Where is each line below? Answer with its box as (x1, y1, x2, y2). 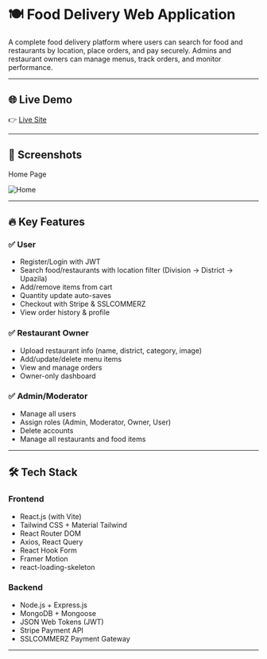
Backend (8, 582, 44, 593)
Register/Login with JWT (19, 257, 101, 266)
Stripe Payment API (19, 625, 83, 635)
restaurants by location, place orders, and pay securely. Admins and (8, 45, 232, 55)
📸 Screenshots (8, 148, 83, 162)
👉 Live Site (8, 114, 48, 124)
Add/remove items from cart (19, 282, 113, 292)
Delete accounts (19, 425, 74, 435)
